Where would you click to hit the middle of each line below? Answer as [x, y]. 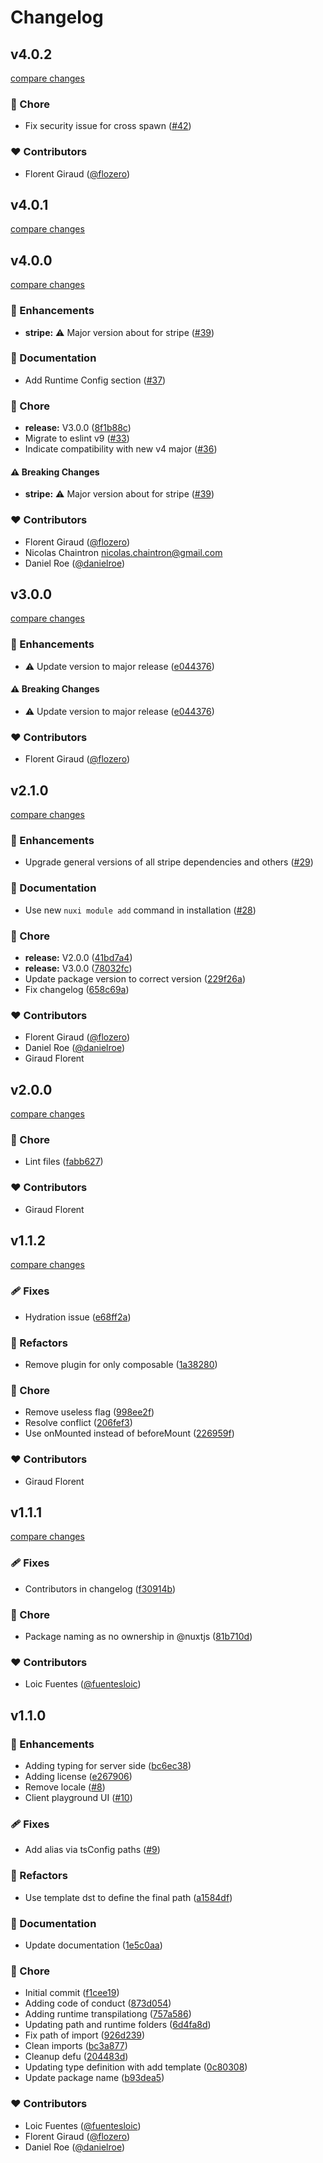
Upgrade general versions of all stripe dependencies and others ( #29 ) [169, 862]
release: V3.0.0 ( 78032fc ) [78, 968]
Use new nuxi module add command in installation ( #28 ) [140, 910]
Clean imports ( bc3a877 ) [76, 2046]
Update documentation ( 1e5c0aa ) [93, 1945]
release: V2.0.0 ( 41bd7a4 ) [78, 957]
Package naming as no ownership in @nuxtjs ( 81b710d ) [138, 1637]
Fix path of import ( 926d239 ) [85, 2035]
